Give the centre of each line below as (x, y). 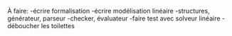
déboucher (23, 26)
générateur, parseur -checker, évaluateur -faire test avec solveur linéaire (114, 18)
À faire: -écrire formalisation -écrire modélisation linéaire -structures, (109, 11)
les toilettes (58, 26)
